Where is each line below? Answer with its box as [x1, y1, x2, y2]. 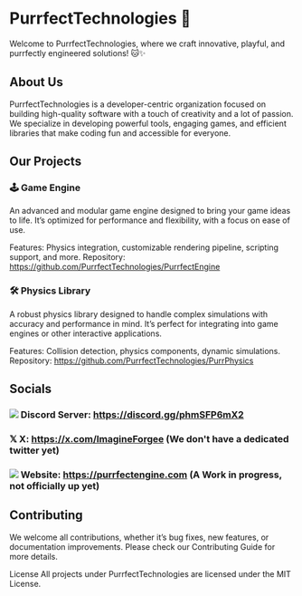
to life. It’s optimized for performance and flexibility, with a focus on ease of [9, 215, 291, 226]
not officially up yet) [9, 479, 100, 492]
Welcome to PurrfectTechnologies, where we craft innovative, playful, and [9, 38, 286, 49]
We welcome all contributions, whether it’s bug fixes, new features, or [9, 532, 269, 543]
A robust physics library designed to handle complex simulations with [9, 308, 269, 320]
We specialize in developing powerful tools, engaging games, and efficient [9, 118, 287, 129]
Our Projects [9, 154, 82, 169]
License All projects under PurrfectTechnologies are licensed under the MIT [9, 568, 292, 579]
